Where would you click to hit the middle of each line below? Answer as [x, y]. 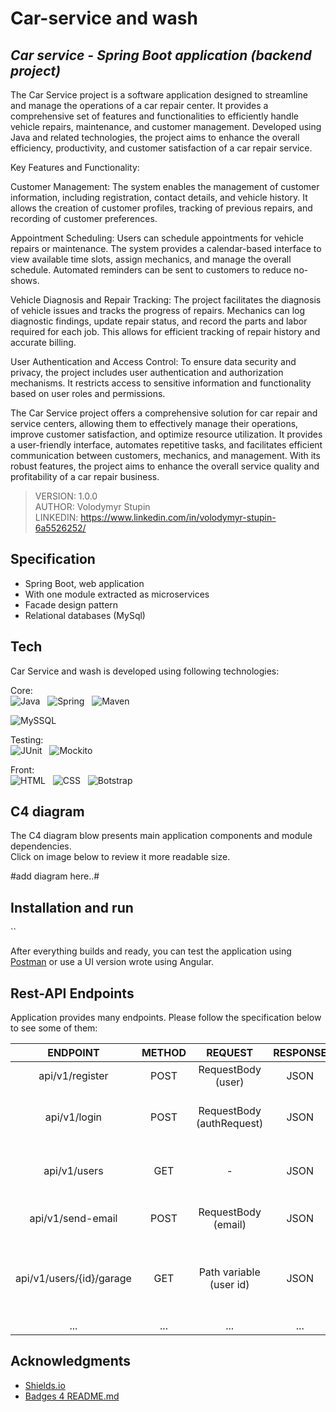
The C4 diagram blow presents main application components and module [161, 836]
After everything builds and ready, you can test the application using [151, 951]
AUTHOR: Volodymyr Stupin [92, 506]
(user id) [229, 1285]
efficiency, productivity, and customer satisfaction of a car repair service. [161, 148]
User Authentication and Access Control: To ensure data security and [153, 361]
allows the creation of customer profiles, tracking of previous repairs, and [161, 208]
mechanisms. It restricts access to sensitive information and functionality [161, 383]
